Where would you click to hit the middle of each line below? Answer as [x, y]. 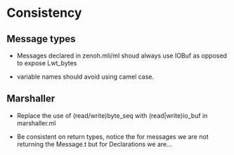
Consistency [44, 13]
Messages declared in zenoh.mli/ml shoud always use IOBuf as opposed [122, 55]
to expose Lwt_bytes [47, 63]
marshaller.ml [36, 123]
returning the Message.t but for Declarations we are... [95, 144]
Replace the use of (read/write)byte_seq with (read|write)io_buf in [112, 115]
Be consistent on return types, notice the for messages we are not [112, 136]
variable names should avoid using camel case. [85, 76]
